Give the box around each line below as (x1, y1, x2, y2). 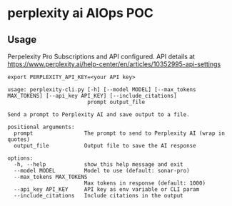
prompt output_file (86, 98, 145, 105)
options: (7, 155, 34, 162)
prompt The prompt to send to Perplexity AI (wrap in (14, 130, 225, 137)
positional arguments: (7, 123, 75, 130)
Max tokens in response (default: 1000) (84, 180, 206, 187)
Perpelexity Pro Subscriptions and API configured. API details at (7, 52, 195, 61)
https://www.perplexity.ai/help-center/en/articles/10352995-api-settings (7, 60, 221, 68)
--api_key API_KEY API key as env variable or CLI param (14, 186, 200, 193)
